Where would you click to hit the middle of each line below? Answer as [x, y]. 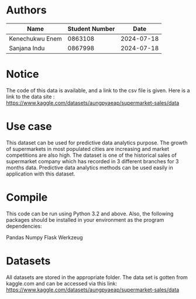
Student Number [91, 29]
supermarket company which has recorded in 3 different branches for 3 [92, 161]
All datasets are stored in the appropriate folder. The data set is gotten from [97, 277]
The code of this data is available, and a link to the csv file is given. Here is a [98, 90]
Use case [29, 127]
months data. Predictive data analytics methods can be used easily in [90, 167]
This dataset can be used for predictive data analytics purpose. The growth [97, 142]
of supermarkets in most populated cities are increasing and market [88, 149]
